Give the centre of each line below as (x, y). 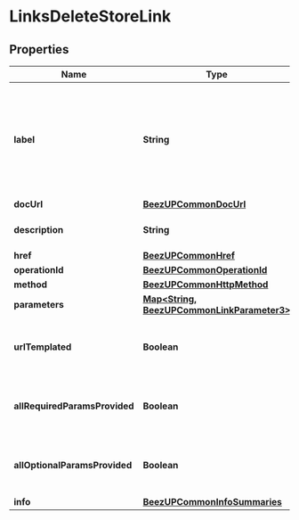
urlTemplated (43, 347)
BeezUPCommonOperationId (205, 270)
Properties (39, 50)
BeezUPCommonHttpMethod (206, 285)
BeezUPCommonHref (189, 256)
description (39, 230)
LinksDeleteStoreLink (90, 17)
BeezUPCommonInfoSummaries (213, 502)
